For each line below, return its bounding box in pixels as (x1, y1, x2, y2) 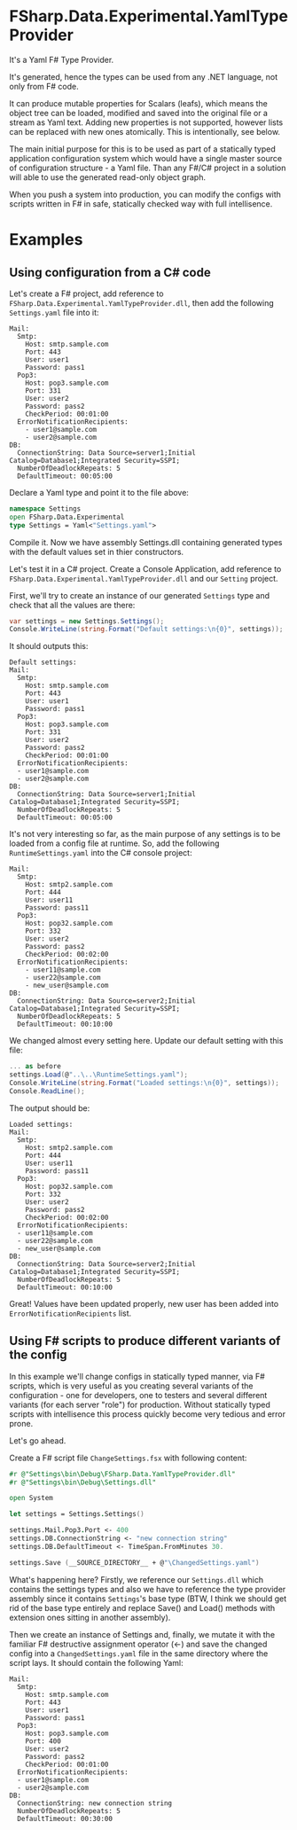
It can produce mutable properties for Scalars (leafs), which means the (9, 98, 269, 108)
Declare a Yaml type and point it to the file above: (9, 487, 189, 497)
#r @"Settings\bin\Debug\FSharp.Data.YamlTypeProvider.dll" (9, 1469, 237, 1478)
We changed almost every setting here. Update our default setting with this (9, 1036, 284, 1046)
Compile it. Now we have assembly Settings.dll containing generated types (9, 536, 283, 547)
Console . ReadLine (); (9, 1086, 86, 1096)
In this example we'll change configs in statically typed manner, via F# (9, 1371, 266, 1381)
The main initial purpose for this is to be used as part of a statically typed (9, 144, 277, 154)
